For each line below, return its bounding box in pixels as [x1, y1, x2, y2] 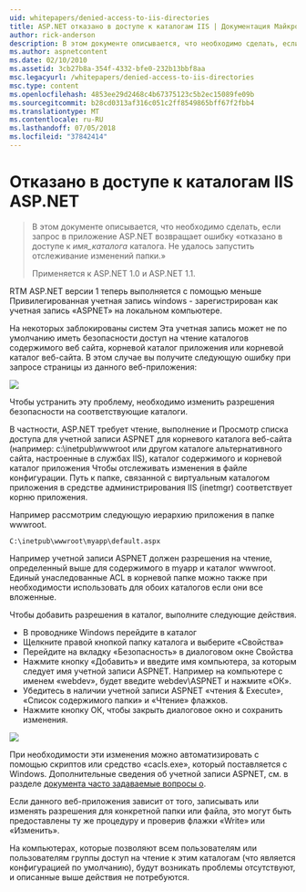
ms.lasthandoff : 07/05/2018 [9, 124, 117, 133]
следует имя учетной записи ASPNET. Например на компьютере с [22, 666, 283, 677]
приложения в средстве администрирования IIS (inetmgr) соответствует [9, 481, 293, 493]
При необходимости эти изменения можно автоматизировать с [9, 749, 260, 760]
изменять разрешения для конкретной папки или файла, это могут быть [9, 805, 292, 816]
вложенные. [9, 591, 57, 603]
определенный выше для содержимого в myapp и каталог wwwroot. [9, 562, 276, 573]
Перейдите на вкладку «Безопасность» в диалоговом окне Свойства [22, 645, 294, 657]
